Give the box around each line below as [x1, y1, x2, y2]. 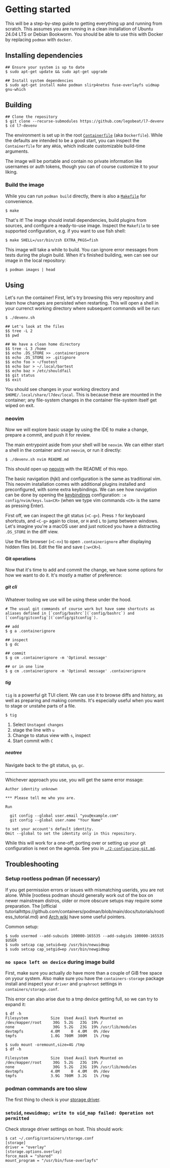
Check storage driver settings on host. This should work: [5, 1126, 124, 1132]
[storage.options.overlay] [5, 1149, 62, 1154]
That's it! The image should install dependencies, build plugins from [5, 217, 147, 223]
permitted [5, 1116, 29, 1121]
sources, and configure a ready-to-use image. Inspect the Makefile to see [5, 222, 159, 228]
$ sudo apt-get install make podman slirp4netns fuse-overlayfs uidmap [5, 82, 159, 87]
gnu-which [5, 87, 26, 92]
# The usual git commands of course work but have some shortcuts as [5, 607, 155, 612]
